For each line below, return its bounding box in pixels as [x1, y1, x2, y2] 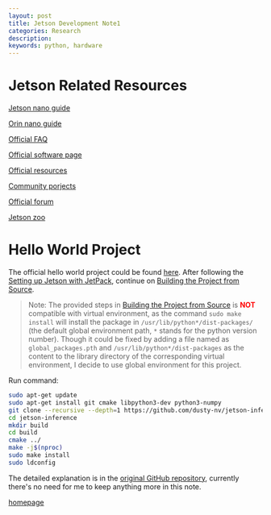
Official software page [8, 150, 82, 160]
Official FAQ [8, 135, 48, 144]
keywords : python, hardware [8, 42, 103, 50]
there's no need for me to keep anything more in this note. [8, 481, 202, 492]
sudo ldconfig [8, 459, 56, 467]
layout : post [8, 11, 52, 20]
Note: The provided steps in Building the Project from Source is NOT [27, 300, 256, 309]
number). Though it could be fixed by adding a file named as [27, 334, 230, 343]
